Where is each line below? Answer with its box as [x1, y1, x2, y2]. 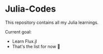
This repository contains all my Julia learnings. [5, 19, 99, 25]
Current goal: [5, 29, 32, 35]
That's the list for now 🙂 [12, 43, 61, 49]
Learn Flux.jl [12, 38, 37, 44]
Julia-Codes [5, 3, 56, 15]
